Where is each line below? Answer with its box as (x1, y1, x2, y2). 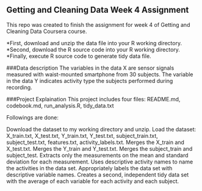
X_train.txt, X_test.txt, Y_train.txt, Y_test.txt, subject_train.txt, (6, 132, 159, 139)
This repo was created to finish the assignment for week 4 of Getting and (6, 21, 190, 28)
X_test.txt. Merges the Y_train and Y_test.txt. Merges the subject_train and (6, 145, 193, 152)
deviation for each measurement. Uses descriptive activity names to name (6, 158, 193, 165)
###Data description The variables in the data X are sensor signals (6, 64, 175, 71)
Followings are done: (6, 114, 59, 121)
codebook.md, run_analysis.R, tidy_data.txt (6, 102, 114, 109)
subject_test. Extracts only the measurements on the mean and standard (6, 151, 189, 159)
